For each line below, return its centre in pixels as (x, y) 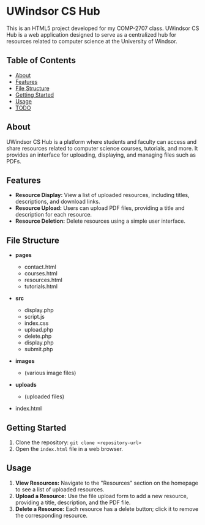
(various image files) (50, 373)
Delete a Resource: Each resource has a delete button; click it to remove (107, 508)
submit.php (39, 349)
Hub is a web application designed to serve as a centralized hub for (91, 34)
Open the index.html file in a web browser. (69, 449)
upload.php (39, 330)
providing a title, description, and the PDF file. (73, 502)
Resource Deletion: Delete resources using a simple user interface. (100, 221)
